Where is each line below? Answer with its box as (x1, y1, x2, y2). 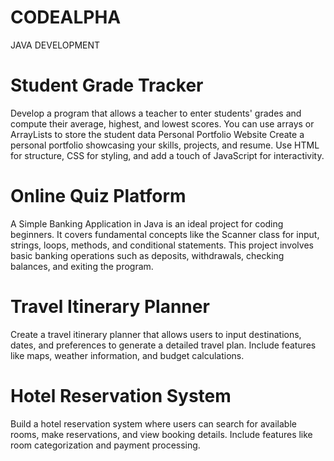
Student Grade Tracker (10, 74, 204, 97)
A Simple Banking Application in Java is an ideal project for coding (10, 217, 284, 230)
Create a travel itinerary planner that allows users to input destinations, (10, 328, 302, 340)
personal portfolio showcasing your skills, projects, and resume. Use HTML (10, 139, 320, 151)
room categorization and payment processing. (10, 439, 201, 451)
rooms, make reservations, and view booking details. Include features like (10, 428, 313, 440)
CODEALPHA (10, 6, 122, 29)
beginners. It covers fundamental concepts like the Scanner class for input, (10, 228, 320, 240)
